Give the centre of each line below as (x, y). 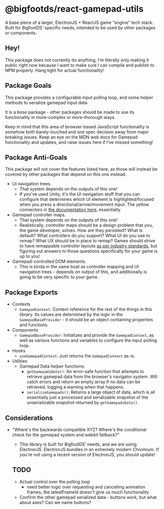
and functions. (34, 325)
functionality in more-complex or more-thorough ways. (60, 117)
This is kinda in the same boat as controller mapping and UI (79, 267)
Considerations (29, 418)
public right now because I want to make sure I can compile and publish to (80, 65)
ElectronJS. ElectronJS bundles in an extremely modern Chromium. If (89, 449)
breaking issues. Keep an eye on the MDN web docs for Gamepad (72, 137)
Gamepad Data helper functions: (52, 366)
